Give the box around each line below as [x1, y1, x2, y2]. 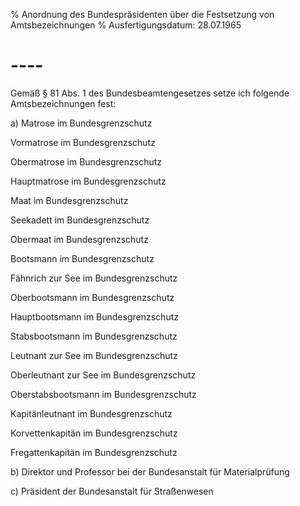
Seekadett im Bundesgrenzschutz [10, 214, 150, 226]
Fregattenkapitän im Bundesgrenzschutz [10, 446, 178, 458]
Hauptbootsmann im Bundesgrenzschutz [10, 310, 179, 323]
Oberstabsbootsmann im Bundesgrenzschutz [10, 388, 197, 400]
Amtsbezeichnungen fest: [10, 97, 117, 109]
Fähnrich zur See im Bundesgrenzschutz [10, 272, 178, 284]
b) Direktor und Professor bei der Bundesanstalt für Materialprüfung [10, 465, 290, 478]
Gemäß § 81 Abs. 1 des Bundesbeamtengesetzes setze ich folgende [10, 87, 290, 99]
